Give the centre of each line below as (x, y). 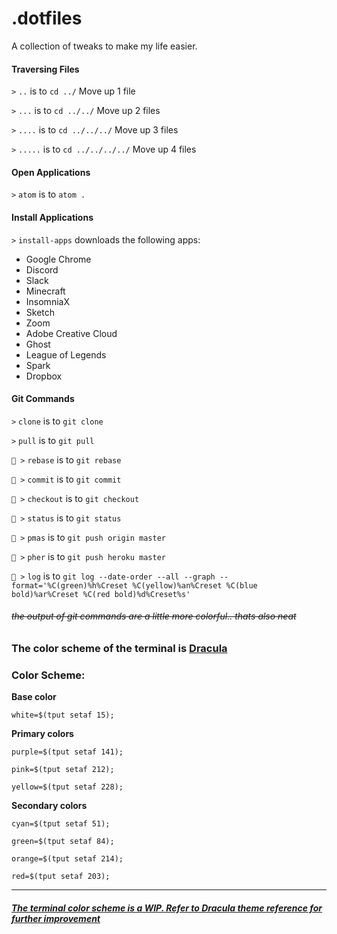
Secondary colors (49, 806)
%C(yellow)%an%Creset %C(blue (195, 585)
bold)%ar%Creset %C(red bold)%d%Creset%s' (101, 594)
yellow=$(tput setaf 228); (67, 787)
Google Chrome (58, 259)
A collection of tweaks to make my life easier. (104, 46)
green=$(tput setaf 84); (63, 842)
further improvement (56, 918)
